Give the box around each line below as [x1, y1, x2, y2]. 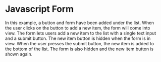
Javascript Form [5, 3, 74, 15]
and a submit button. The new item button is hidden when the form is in [5, 35, 151, 41]
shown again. [5, 51, 33, 57]
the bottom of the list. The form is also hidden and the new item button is [5, 46, 154, 52]
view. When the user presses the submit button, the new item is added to [5, 40, 154, 46]
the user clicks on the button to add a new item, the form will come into [5, 25, 150, 31]
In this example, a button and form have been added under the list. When [5, 20, 155, 26]
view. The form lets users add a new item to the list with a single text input [5, 30, 156, 36]
